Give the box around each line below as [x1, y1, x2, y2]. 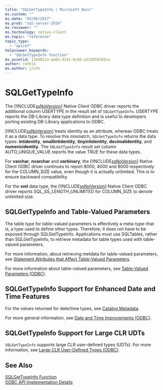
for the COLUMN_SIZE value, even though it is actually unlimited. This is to [5, 169, 155, 175]
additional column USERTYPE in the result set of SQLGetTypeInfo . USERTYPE [5, 108, 159, 114]
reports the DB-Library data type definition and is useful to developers [5, 113, 146, 119]
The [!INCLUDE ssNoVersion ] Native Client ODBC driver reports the [5, 103, 139, 109]
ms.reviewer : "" [5, 25, 38, 30]
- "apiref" [9, 43, 32, 48]
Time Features [5, 292, 50, 301]
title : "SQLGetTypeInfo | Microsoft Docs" [5, 7, 93, 12]
